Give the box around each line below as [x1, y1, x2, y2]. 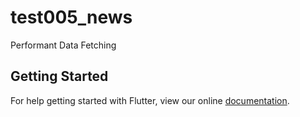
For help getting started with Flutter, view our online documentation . [10, 94, 290, 106]
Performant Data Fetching [10, 39, 117, 51]
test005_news [10, 6, 133, 29]
